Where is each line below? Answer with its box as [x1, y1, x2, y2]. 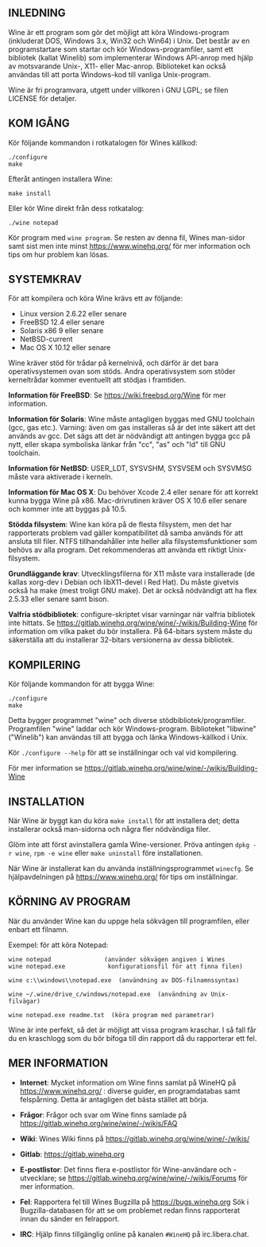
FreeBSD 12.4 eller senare [19, 317, 105, 327]
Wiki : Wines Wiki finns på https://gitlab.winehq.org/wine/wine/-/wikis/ [19, 1133, 250, 1144]
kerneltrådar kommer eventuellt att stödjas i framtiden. [8, 375, 187, 385]
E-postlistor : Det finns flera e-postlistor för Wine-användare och [19, 1164, 232, 1174]
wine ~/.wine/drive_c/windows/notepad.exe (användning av [8, 990, 208, 998]
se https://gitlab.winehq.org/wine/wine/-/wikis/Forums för [58, 1173, 248, 1183]
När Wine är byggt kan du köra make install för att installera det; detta [8, 816, 240, 826]
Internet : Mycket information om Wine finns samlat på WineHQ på [19, 1078, 237, 1087]
